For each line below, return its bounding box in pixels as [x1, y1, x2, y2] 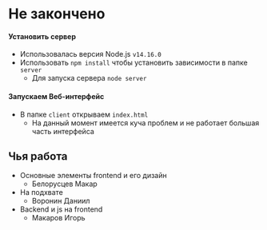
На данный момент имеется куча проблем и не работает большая [31, 117, 260, 128]
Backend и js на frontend [19, 204, 103, 214]
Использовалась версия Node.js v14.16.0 [19, 50, 161, 59]
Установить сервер [8, 31, 77, 41]
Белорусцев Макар [31, 179, 98, 188]
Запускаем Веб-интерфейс [8, 91, 105, 101]
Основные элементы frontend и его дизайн [19, 171, 167, 180]
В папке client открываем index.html [19, 109, 149, 119]
